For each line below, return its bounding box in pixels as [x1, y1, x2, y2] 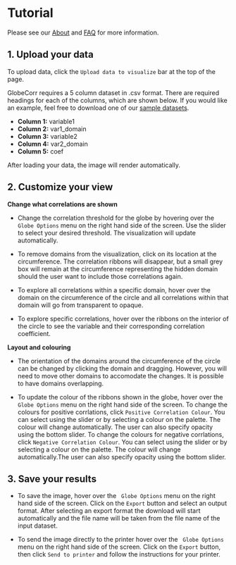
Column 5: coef [17, 147, 64, 156]
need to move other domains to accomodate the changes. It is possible [17, 371, 224, 380]
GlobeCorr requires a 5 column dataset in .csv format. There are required [7, 88, 220, 97]
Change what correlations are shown [7, 199, 118, 209]
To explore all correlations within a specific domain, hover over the [17, 285, 211, 294]
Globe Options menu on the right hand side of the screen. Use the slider [17, 221, 227, 230]
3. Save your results [7, 473, 97, 485]
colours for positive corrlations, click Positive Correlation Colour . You [17, 407, 225, 416]
